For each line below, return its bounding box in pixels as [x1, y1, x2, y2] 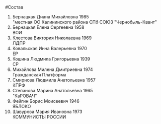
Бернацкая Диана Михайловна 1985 [12, 14, 89, 19]
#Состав [5, 4, 23, 10]
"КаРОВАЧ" [12, 93, 37, 99]
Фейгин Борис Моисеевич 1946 [12, 98, 80, 104]
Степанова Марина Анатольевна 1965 [12, 88, 93, 93]
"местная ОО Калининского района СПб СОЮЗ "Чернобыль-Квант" [12, 19, 158, 25]
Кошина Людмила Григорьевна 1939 [12, 56, 90, 62]
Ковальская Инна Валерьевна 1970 [12, 46, 87, 51]
